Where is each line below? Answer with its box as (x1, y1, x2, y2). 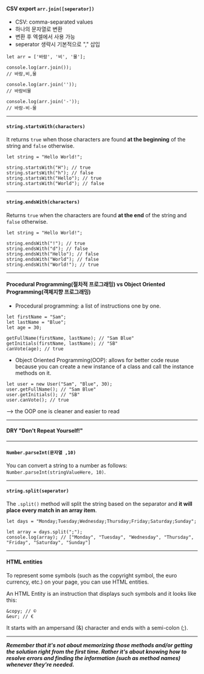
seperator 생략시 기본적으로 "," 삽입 (15, 41, 100, 48)
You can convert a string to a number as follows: (6, 462, 127, 470)
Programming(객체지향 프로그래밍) (6, 288, 91, 295)
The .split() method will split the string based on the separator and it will (6, 500, 192, 508)
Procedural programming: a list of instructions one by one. (15, 302, 161, 309)
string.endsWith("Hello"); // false (6, 251, 99, 257)
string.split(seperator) (6, 488, 69, 494)
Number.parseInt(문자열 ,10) (6, 450, 76, 456)
